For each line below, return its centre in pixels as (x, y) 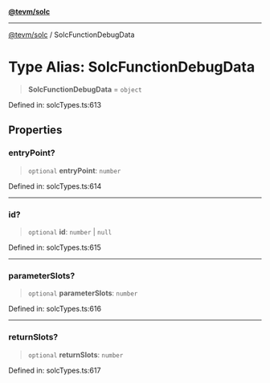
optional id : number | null (70, 231)
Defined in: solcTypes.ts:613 (55, 104)
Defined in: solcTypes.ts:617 (55, 370)
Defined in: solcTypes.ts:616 (55, 309)
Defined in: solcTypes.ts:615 (55, 247)
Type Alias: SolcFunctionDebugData (132, 67)
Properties (35, 130)
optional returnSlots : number (76, 354)
